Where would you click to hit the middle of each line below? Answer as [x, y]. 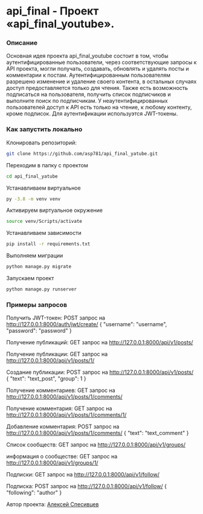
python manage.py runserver [42, 289]
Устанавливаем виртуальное [43, 188]
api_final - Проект [53, 11]
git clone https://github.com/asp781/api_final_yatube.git [82, 153]
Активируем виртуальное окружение [55, 210]
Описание [22, 43]
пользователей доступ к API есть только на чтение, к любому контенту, [99, 108]
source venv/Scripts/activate [44, 222]
